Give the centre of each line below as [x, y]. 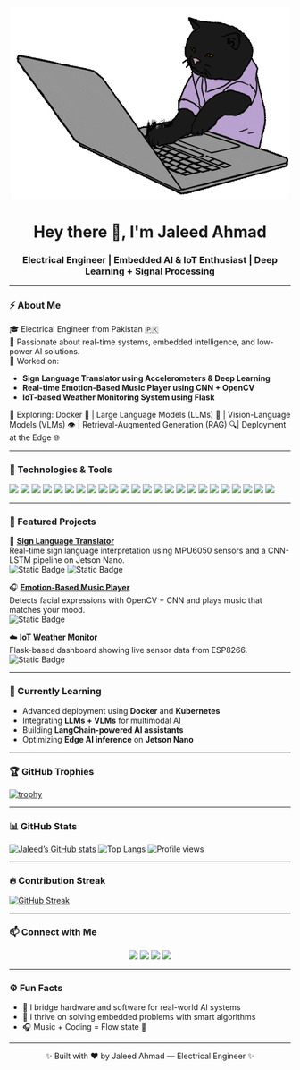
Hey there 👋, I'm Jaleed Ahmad [150, 232]
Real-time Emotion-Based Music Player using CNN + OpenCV [138, 387]
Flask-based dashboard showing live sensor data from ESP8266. [129, 650]
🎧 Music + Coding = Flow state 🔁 [84, 1027]
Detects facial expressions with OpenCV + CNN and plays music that [136, 600]
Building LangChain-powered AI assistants [103, 730]
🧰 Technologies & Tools [61, 470]
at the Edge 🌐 [35, 437]
